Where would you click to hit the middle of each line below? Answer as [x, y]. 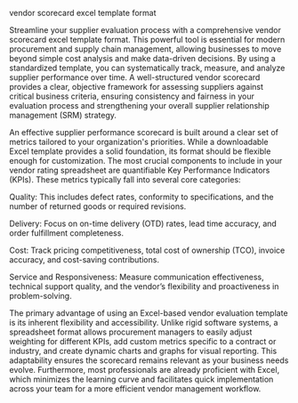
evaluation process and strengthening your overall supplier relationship [139, 105]
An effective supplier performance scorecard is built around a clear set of [144, 132]
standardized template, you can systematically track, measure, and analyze [147, 68]
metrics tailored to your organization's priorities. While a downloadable [139, 142]
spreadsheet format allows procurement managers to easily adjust [131, 332]
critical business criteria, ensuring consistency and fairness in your [132, 96]
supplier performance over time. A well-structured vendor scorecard [135, 77]
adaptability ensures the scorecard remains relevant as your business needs [149, 360]
